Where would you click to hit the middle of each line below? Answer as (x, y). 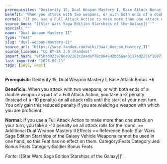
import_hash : (19, 56)
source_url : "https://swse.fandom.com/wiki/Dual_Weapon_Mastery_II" (78, 47)
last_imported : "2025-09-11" (35, 61)
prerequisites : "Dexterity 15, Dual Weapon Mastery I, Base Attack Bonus (83, 10)
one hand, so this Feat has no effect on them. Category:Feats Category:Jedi (83, 141)
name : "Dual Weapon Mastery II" (39, 33)
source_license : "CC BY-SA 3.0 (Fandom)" (49, 51)
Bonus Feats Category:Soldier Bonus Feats (49, 147)
